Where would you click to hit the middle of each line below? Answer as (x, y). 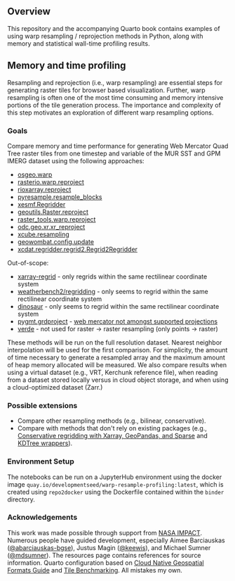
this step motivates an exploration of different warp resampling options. (110, 113)
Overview (29, 12)
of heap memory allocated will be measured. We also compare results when (117, 364)
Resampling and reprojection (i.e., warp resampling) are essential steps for (115, 82)
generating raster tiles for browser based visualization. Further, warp (106, 90)
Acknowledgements (42, 518)
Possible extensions (42, 405)
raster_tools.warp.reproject (56, 219)
